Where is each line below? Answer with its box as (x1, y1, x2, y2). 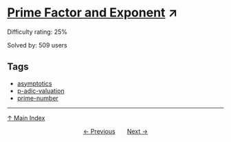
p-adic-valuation (16, 86, 65, 94)
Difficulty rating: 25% (7, 28, 67, 36)
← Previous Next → (82, 127, 148, 135)
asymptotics (16, 79, 52, 88)
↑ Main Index (7, 114, 45, 122)
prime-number (16, 94, 58, 102)
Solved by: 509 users (7, 41, 67, 49)
